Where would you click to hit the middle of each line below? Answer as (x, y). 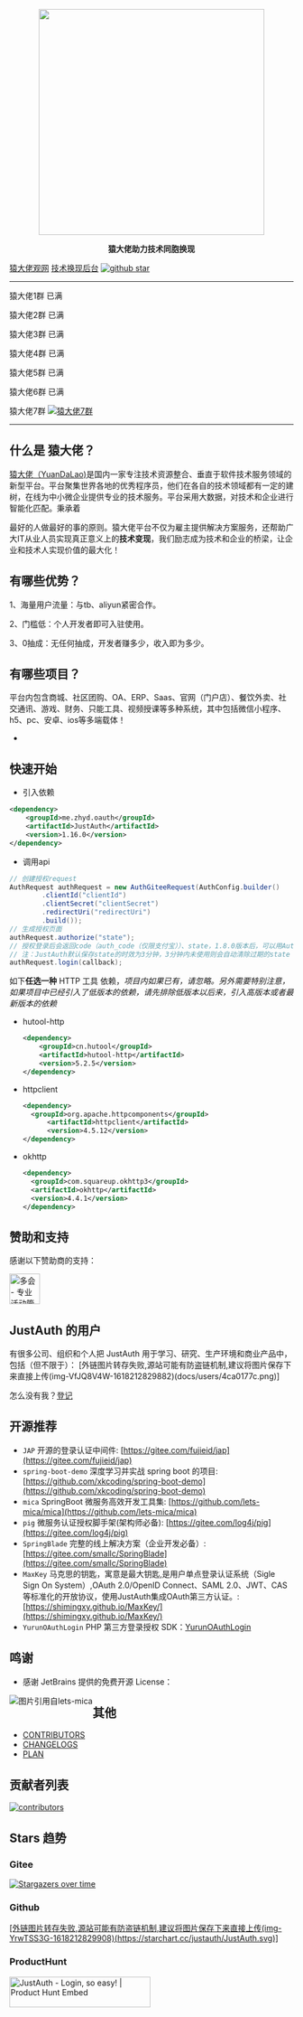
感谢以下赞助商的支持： (53, 1261)
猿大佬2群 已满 (37, 315)
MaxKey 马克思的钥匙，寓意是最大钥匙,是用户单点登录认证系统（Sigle (149, 1573)
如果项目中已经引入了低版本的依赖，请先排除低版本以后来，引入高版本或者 (147, 992)
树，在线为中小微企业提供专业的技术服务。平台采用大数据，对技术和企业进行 (151, 496)
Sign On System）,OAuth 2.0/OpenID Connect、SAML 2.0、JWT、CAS (155, 1585)
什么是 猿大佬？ (52, 450)
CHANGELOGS (50, 1745)
